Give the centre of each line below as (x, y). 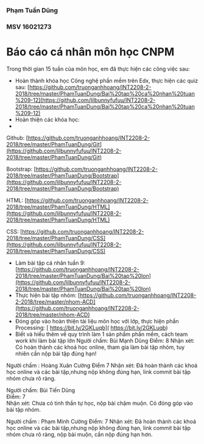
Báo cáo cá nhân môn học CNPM (90, 52)
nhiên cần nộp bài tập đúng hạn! (56, 353)
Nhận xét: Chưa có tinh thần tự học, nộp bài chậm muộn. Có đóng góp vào (100, 403)
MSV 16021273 (29, 26)
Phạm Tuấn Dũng (32, 10)
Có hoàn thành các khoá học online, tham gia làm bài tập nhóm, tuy (100, 347)
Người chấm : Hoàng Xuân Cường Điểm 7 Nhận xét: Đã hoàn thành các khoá (102, 365)
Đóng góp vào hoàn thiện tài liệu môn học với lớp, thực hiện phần (97, 321)
